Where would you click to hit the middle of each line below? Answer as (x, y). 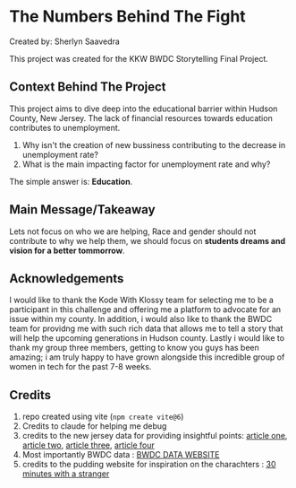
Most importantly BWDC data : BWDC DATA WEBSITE (121, 455)
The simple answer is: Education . (71, 181)
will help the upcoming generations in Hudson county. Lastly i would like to (147, 338)
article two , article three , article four (88, 445)
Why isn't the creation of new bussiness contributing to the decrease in (154, 144)
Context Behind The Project (88, 87)
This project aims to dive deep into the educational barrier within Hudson (144, 109)
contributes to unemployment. (65, 127)
